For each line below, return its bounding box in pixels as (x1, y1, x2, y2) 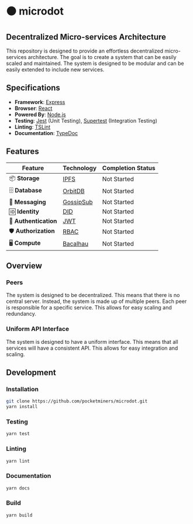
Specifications (6, 83, 60, 93)
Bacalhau (63, 240, 89, 248)
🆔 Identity (9, 207, 40, 215)
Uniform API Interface (6, 325, 70, 333)
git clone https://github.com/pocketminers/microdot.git (6, 398, 148, 404)
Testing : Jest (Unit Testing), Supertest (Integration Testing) (14, 117, 158, 124)
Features (6, 147, 39, 157)
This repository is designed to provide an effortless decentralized (6, 47, 164, 54)
